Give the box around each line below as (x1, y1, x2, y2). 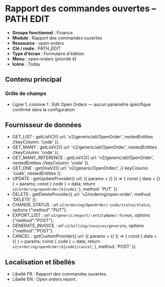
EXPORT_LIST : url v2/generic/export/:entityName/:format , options (12, 212, 150, 218)
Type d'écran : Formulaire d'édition (12, 50, 85, 57)
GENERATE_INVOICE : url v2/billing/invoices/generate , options (12, 223, 144, 229)
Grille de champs (5, 90, 47, 97)
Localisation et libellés (5, 258, 75, 266)
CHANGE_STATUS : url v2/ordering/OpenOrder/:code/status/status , (12, 202, 152, 208)
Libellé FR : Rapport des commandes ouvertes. (12, 271, 107, 277)
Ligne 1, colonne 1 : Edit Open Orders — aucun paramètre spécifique (12, 101, 151, 107)
